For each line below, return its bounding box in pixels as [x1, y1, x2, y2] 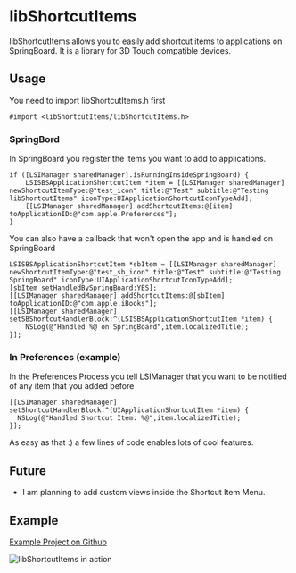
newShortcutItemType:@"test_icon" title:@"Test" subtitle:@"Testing [9, 186, 269, 196]
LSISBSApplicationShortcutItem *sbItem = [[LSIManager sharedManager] [9, 260, 277, 269]
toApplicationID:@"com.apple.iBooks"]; [9, 299, 158, 308]
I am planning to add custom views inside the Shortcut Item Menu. [21, 487, 266, 498]
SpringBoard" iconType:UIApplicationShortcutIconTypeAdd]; [9, 275, 234, 285]
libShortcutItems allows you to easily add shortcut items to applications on [9, 36, 283, 46]
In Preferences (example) [9, 350, 121, 363]
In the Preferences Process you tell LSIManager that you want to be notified [9, 371, 287, 382]
